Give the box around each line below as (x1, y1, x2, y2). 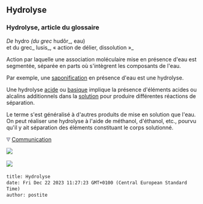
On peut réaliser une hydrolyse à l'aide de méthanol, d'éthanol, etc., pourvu (6, 117, 197, 124)
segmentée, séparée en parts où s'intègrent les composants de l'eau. (6, 62, 182, 69)
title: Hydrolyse (6, 173, 51, 179)
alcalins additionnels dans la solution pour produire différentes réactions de (6, 92, 196, 100)
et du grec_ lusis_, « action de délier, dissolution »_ (6, 43, 134, 51)
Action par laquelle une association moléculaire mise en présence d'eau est (6, 55, 197, 63)
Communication (11, 135, 52, 143)
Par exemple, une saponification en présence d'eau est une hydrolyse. (6, 74, 184, 81)
